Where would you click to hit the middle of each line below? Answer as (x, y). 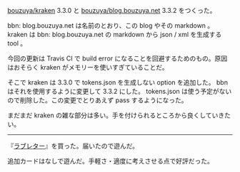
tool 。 (17, 43)
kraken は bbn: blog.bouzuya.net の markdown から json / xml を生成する (115, 34)
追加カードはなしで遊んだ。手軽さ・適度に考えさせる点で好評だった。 (111, 161)
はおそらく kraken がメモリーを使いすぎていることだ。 (88, 67)
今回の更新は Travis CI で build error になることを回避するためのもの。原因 (117, 58)
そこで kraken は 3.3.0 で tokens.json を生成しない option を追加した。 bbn (118, 82)
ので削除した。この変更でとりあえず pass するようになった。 (97, 100)
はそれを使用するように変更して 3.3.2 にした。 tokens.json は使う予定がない (120, 91)
